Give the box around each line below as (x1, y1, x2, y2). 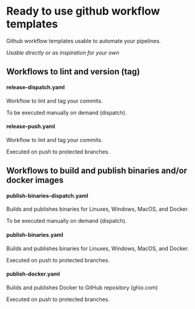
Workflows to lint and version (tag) (6, 67, 140, 77)
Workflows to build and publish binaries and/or (6, 166, 188, 176)
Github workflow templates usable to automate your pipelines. (6, 37, 161, 44)
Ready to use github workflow (6, 4, 160, 18)
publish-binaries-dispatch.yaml (6, 192, 88, 199)
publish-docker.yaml (6, 270, 61, 277)
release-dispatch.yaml (6, 83, 65, 90)
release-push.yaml (6, 123, 56, 130)
